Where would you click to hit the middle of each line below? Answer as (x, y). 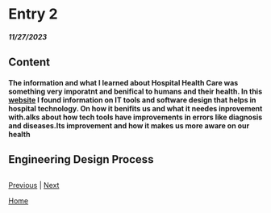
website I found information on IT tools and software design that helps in (132, 100)
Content (29, 63)
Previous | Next (34, 185)
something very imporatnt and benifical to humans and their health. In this (135, 91)
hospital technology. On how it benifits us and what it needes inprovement (135, 108)
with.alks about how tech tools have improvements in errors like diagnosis (135, 117)
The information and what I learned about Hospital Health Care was (123, 82)
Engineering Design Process (81, 159)
